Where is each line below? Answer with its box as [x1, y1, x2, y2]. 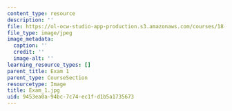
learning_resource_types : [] [7, 61, 91, 68]
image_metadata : [7, 36, 54, 43]
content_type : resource [7, 10, 76, 17]
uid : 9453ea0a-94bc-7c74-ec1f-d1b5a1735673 [7, 94, 135, 101]
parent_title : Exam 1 [7, 68, 70, 74]
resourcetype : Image [7, 81, 67, 88]
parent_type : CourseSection [7, 74, 88, 81]
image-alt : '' [13, 55, 54, 62]
